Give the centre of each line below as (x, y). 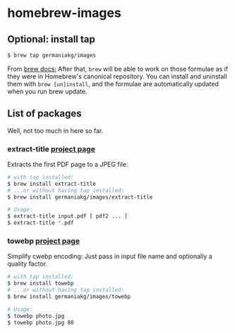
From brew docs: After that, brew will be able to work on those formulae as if (118, 69)
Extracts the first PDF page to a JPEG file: (68, 164)
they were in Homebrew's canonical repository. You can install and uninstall (117, 76)
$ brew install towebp (41, 284)
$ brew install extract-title (52, 184)
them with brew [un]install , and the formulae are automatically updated (113, 83)
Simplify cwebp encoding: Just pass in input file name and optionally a (110, 257)
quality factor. (28, 264)
